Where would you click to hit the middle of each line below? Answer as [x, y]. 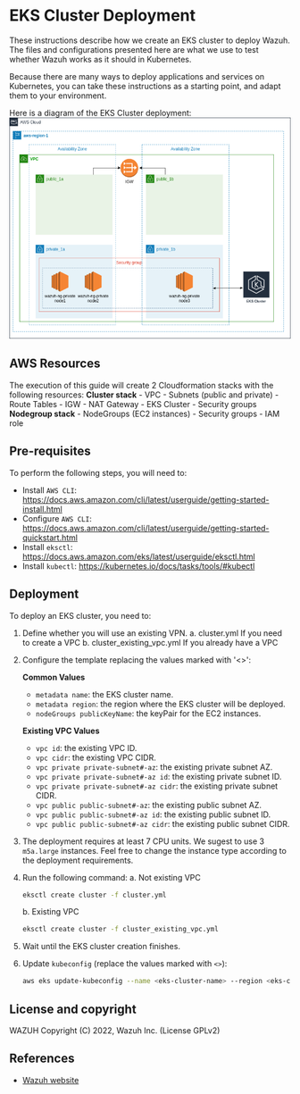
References [42, 1059]
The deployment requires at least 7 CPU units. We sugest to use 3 [143, 841]
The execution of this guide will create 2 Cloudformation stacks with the [142, 385]
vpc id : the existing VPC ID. [86, 747]
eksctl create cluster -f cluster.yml [94, 895]
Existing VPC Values [61, 731]
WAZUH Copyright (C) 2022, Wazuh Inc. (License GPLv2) [115, 1030]
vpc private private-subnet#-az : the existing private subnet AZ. [154, 767]
